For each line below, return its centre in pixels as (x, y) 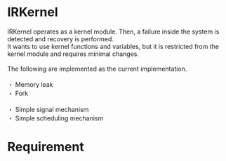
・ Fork (18, 93)
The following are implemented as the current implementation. (97, 69)
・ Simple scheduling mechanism (55, 118)
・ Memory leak (30, 84)
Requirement (46, 147)
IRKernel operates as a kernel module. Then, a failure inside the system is (113, 31)
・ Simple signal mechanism (48, 109)
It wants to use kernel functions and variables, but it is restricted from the (113, 46)
